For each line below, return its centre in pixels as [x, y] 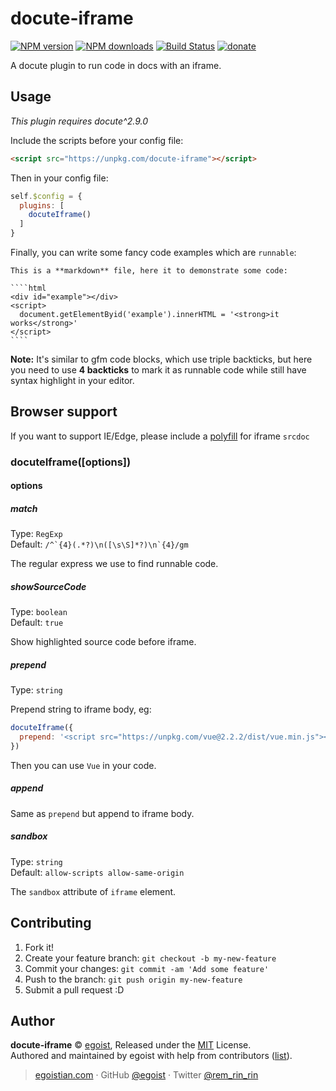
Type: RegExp [36, 534]
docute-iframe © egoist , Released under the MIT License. [131, 1045]
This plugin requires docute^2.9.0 [79, 121]
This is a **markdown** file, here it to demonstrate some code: [149, 271]
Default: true [37, 623]
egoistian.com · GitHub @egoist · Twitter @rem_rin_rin [146, 1075]
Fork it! [39, 947]
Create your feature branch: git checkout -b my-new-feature [150, 958]
